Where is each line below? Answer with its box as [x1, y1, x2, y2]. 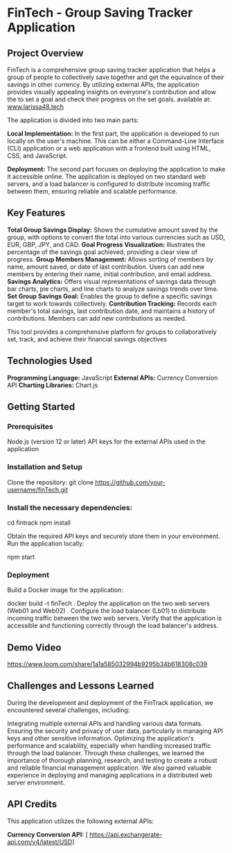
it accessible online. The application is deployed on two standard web [7, 172, 206, 180]
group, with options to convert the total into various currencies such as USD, [7, 233, 226, 241]
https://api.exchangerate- [89, 830, 163, 838]
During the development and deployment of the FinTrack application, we [7, 698, 213, 707]
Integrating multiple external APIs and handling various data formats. [7, 719, 203, 727]
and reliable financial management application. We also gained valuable [7, 763, 211, 772]
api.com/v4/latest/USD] [7, 838, 75, 846]
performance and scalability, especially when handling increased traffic [7, 741, 211, 750]
